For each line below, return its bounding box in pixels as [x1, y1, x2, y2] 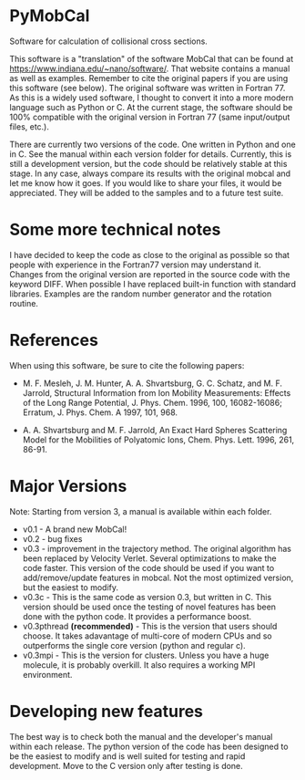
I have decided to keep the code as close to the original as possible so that [9, 249, 290, 260]
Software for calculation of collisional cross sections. [9, 36, 208, 47]
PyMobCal [9, 5, 90, 26]
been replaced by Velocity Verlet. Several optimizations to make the [22, 553, 277, 564]
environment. [22, 669, 73, 680]
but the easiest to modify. [22, 581, 118, 593]
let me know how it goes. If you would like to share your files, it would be [9, 177, 282, 188]
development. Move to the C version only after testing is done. [9, 760, 243, 771]
